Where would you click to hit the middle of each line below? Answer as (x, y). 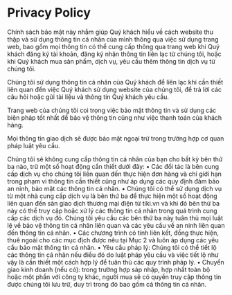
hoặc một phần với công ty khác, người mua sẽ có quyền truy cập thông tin (114, 277)
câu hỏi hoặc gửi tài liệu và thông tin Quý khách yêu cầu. (88, 97)
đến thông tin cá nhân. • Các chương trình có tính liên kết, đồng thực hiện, (113, 233)
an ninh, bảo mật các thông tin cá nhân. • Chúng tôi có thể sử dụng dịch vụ (115, 188)
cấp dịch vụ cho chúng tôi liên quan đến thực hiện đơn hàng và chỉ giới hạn (114, 174)
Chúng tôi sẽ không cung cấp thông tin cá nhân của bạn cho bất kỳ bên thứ (115, 159)
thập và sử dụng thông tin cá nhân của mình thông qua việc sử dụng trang (113, 39)
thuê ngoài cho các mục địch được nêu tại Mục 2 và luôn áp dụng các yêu (113, 240)
